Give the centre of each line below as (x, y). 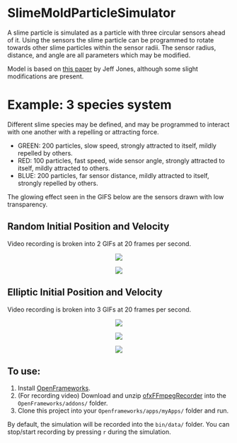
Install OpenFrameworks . (54, 388)
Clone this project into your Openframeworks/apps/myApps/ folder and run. (123, 410)
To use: (24, 371)
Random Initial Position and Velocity (88, 226)
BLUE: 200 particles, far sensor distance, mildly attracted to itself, (113, 175)
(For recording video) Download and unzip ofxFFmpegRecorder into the (122, 396)
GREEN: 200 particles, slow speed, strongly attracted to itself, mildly (117, 146)
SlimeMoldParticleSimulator (92, 13)
